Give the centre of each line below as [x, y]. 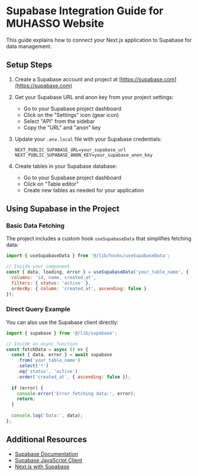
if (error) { [27, 388]
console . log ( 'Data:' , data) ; [47, 416]
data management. [29, 46]
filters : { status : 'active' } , [51, 283]
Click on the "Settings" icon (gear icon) [71, 115]
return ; [26, 399]
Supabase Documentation [46, 454]
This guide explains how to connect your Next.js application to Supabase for [99, 40]
